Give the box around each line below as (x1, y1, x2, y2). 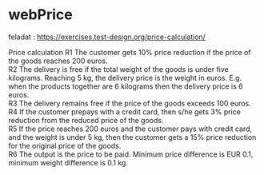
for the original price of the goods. (8, 141, 122, 150)
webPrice (8, 6, 74, 24)
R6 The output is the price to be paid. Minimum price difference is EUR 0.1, (8, 149, 254, 159)
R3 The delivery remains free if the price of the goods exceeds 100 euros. (8, 98, 252, 108)
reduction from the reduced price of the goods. (8, 115, 164, 125)
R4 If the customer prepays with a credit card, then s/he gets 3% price (8, 106, 242, 117)
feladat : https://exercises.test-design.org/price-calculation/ (8, 32, 206, 42)
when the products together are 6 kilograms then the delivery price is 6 (8, 82, 243, 91)
